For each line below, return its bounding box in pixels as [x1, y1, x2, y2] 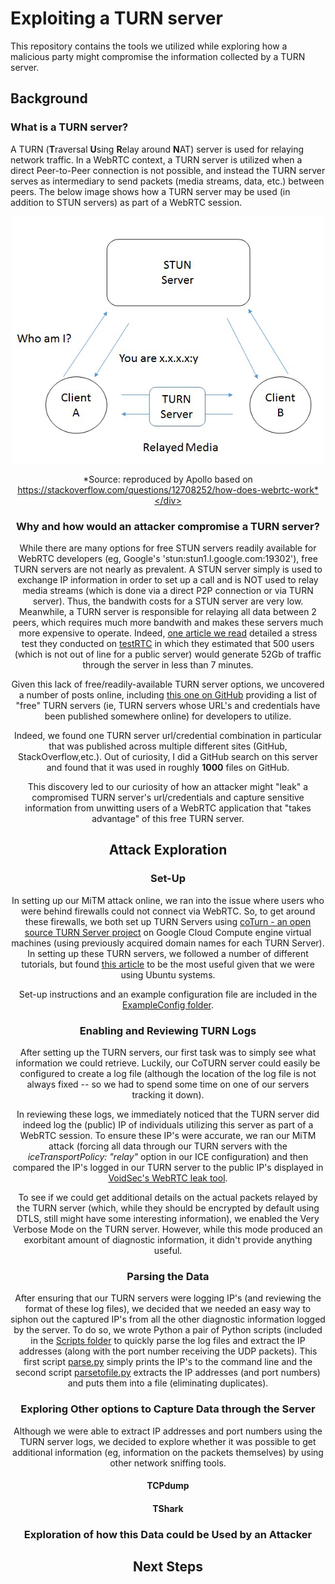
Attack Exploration [108, 842, 228, 859]
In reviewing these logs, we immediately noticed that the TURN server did [16, 1108, 320, 1120]
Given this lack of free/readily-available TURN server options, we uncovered [11, 678, 325, 690]
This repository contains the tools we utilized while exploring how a [10, 40, 288, 52]
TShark [152, 1502, 184, 1514]
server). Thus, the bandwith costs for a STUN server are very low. [32, 595, 304, 607]
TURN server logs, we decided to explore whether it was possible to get [19, 1435, 317, 1447]
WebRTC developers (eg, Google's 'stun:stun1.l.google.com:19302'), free [18, 552, 318, 564]
